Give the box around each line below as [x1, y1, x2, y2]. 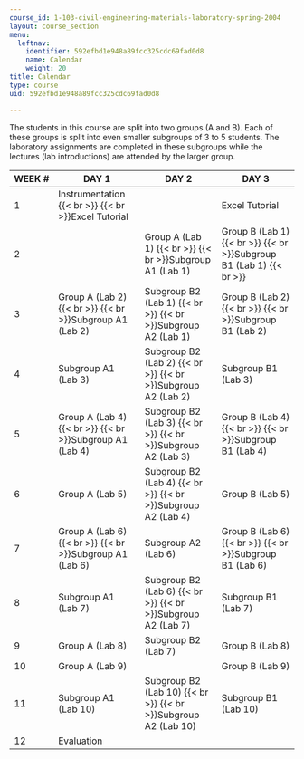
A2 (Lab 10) [144, 719, 197, 732]
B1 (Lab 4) [221, 445, 268, 457]
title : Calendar [9, 72, 71, 82]
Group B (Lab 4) [221, 410, 290, 423]
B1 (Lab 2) [221, 324, 268, 337]
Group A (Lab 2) [58, 291, 128, 303]
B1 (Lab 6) [221, 559, 268, 572]
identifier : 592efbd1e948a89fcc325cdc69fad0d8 [25, 47, 204, 56]
